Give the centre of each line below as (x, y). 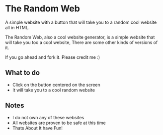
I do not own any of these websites (48, 117)
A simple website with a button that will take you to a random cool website (81, 22)
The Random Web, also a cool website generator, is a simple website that (80, 37)
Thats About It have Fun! (38, 128)
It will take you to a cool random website (54, 90)
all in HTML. (17, 27)
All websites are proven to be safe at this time (59, 123)
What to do (23, 73)
